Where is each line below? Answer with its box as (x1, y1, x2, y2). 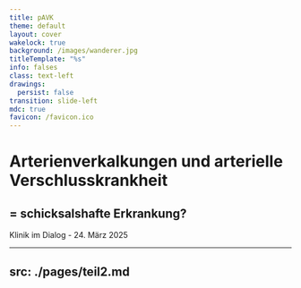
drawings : (9, 80, 47, 89)
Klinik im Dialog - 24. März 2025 (9, 230, 128, 241)
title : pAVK (9, 13, 54, 22)
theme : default (9, 21, 66, 30)
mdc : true (9, 105, 47, 114)
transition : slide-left (9, 96, 99, 106)
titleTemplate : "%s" (9, 55, 87, 64)
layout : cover (9, 30, 63, 38)
